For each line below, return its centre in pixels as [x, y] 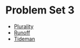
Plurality [24, 26]
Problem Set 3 [40, 10]
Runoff [22, 32]
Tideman [24, 39]
